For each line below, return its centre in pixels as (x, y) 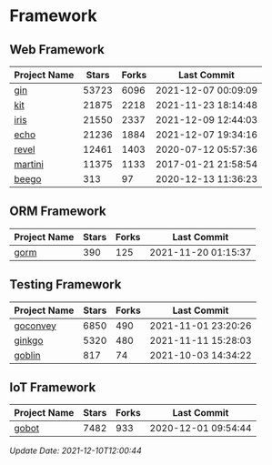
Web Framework (57, 50)
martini (29, 164)
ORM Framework (58, 212)
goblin (27, 355)
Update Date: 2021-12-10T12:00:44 (76, 450)
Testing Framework (65, 284)
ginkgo (29, 340)
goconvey (35, 326)
